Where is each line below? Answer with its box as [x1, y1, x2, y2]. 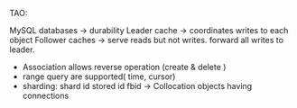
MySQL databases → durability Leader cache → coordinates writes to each [9, 25, 289, 35]
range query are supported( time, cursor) [22, 71, 176, 82]
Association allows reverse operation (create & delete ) [22, 62, 227, 72]
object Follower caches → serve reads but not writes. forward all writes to [9, 35, 284, 45]
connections [22, 90, 70, 101]
